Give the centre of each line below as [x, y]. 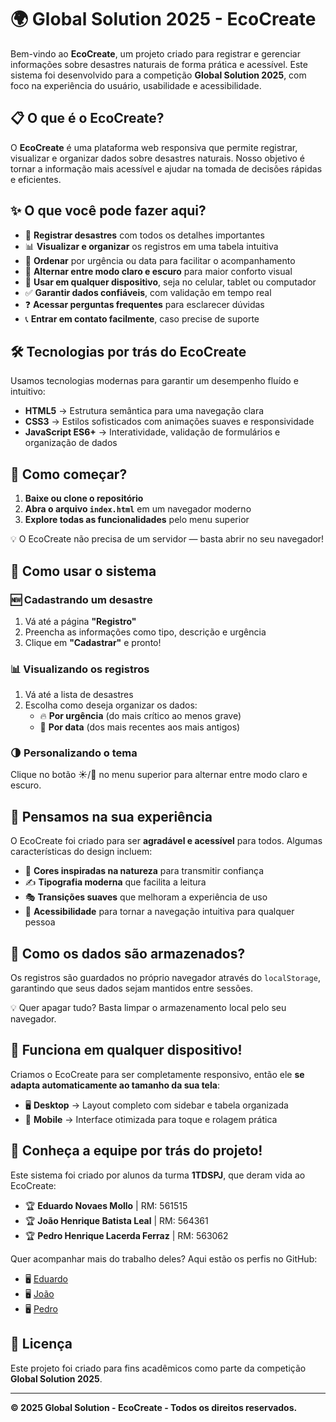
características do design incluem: [81, 852]
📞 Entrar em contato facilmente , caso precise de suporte [142, 318]
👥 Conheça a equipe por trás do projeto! [136, 1151]
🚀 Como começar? [69, 474]
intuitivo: [28, 392]
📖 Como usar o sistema [83, 571]
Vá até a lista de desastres [79, 695]
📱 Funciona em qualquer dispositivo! [126, 1050]
